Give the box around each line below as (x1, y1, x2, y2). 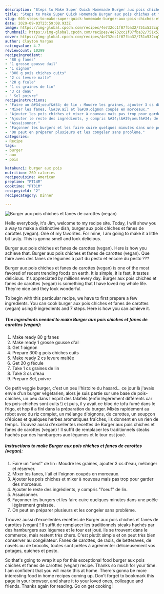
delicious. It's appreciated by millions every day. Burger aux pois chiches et (5, 275, 157, 281)
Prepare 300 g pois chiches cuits (12, 349, 79, 355)
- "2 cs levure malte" (5, 75, 51, 80)
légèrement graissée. (12, 502, 55, 508)
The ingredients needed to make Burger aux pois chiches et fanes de (5, 317, 148, 323)
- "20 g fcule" (5, 80, 36, 84)
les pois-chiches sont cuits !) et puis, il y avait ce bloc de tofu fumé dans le (5, 401, 156, 407)
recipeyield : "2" (5, 188, 41, 193)
